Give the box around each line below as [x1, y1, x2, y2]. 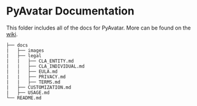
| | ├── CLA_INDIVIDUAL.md [6, 63, 85, 69]
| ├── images [6, 47, 45, 54]
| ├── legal [6, 52, 42, 58]
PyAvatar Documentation [6, 4, 134, 18]
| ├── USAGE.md [6, 89, 50, 96]
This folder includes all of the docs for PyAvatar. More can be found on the [6, 24, 191, 31]
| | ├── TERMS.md [6, 79, 61, 85]
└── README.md [6, 95, 42, 101]
